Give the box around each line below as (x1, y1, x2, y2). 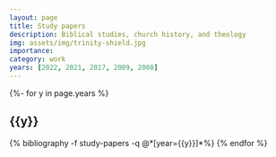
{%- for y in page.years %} (9, 87, 109, 99)
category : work (9, 55, 66, 64)
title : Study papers (9, 22, 87, 31)
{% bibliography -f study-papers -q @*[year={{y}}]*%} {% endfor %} (9, 137, 268, 148)
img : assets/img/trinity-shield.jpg (9, 38, 146, 48)
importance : (9, 47, 54, 56)
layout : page (9, 13, 58, 22)
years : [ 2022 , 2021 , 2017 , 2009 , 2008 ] (9, 64, 159, 73)
